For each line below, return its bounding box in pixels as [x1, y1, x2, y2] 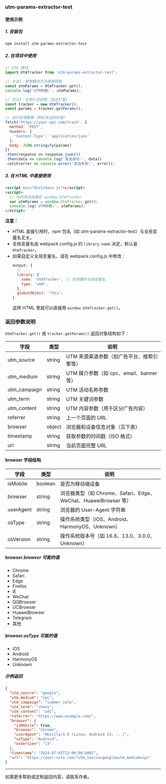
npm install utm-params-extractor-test [5, 41, 87, 47]
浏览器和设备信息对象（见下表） [66, 424, 141, 431]
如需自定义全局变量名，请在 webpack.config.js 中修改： [12, 253, 126, 259]
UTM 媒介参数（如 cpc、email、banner [66, 370, 157, 377]
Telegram [12, 615, 32, 621]
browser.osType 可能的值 [5, 633, 58, 639]
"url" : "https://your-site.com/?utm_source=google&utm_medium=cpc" [9, 755, 152, 760]
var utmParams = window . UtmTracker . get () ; [9, 199, 98, 204]
